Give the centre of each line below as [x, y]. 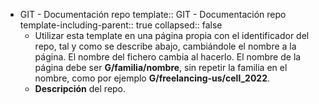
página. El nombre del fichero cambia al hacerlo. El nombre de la [168, 57]
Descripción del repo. [80, 88]
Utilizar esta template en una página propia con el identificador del [172, 35]
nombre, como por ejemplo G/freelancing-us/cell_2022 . [152, 78]
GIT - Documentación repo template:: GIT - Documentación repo [153, 14]
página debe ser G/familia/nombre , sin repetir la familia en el [161, 67]
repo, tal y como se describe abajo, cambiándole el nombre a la [165, 46]
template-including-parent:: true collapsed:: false [121, 25]
